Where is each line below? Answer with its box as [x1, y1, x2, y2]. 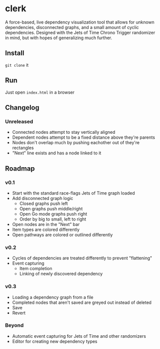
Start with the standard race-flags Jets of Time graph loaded [12, 190, 135, 196]
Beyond [5, 322, 24, 329]
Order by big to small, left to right [19, 216, 87, 222]
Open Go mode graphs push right [19, 211, 87, 217]
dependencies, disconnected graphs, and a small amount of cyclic [5, 24, 139, 30]
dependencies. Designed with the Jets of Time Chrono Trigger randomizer [5, 29, 156, 35]
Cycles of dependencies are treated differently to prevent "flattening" [12, 255, 153, 261]
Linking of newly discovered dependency [19, 271, 103, 277]
